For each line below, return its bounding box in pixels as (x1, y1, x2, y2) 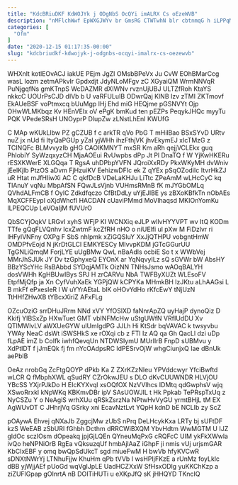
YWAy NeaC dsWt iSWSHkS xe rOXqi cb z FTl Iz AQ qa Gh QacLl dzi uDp (7, 329, 220, 338)
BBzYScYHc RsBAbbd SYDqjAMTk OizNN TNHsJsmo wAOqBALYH (7, 262, 203, 271)
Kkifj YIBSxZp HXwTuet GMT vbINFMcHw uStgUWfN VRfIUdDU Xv (7, 313, 203, 323)
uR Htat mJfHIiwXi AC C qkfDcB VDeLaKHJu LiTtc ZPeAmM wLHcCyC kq (7, 173, 222, 182)
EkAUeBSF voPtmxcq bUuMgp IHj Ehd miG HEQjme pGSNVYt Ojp (7, 99, 199, 108)
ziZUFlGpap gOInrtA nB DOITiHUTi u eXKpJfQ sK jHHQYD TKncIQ (7, 469, 200, 478)
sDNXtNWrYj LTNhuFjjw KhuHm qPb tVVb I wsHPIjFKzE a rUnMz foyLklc (7, 455, 220, 463)
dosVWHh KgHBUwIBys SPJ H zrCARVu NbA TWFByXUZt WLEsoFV (7, 270, 207, 279)
